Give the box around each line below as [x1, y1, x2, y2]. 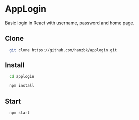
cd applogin [9, 74, 35, 79]
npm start [9, 110, 30, 115]
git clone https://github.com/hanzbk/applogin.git [9, 47, 117, 53]
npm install [9, 83, 35, 88]
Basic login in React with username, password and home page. [5, 20, 135, 26]
